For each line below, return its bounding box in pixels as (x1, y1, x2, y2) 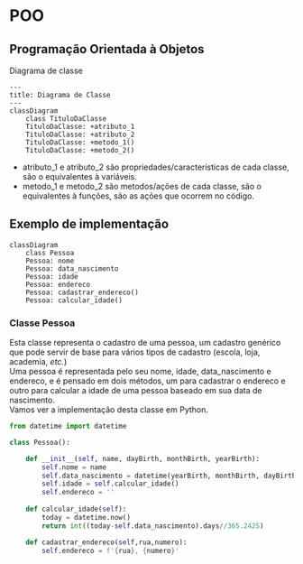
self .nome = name (41, 462, 106, 472)
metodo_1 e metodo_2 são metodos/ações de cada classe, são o (22, 181, 262, 191)
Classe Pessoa (9, 317, 76, 329)
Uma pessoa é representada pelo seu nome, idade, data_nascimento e (9, 366, 272, 377)
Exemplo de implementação (9, 217, 170, 232)
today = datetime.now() (41, 513, 131, 522)
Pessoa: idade (25, 272, 78, 281)
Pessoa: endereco (25, 280, 91, 289)
